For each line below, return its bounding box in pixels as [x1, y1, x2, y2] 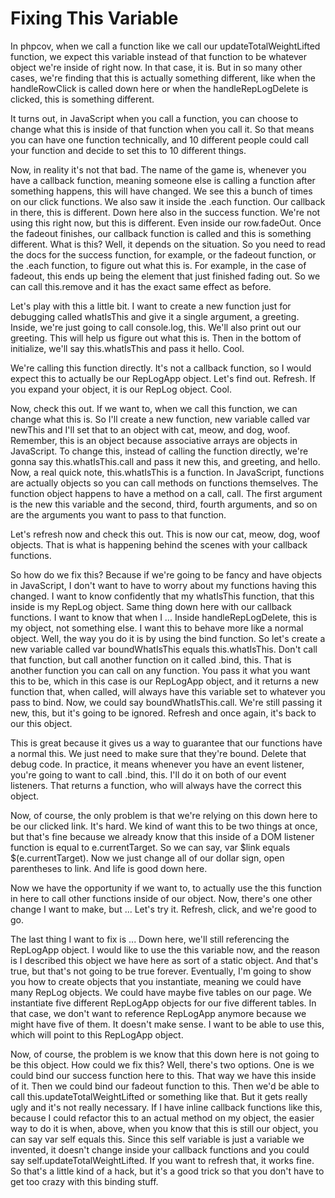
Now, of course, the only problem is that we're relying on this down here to [10, 809, 318, 821]
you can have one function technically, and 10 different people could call [10, 133, 309, 146]
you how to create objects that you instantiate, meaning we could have [10, 975, 302, 987]
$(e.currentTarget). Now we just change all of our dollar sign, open [10, 852, 285, 864]
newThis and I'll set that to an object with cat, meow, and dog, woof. [10, 423, 291, 436]
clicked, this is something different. [10, 93, 155, 105]
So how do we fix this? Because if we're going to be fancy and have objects [10, 568, 323, 581]
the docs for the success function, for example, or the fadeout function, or [10, 248, 317, 261]
